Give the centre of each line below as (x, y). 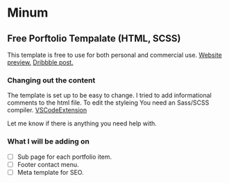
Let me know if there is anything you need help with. (82, 123)
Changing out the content (51, 80)
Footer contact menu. (48, 164)
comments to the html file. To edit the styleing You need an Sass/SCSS (108, 103)
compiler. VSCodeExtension (47, 110)
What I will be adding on (49, 141)
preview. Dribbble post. (41, 62)
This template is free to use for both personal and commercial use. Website (114, 55)
